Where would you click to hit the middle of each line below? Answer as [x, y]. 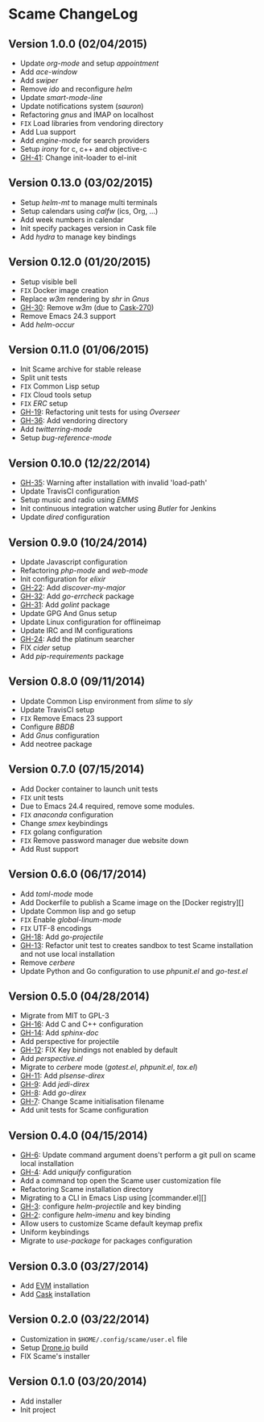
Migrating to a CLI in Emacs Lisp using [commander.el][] [113, 1198]
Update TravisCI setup [57, 709]
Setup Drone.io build [54, 1347]
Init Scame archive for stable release [80, 369]
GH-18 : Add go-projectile [62, 937]
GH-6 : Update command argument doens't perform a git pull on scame [138, 1155]
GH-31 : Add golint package [65, 605]
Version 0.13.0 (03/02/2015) [80, 183]
